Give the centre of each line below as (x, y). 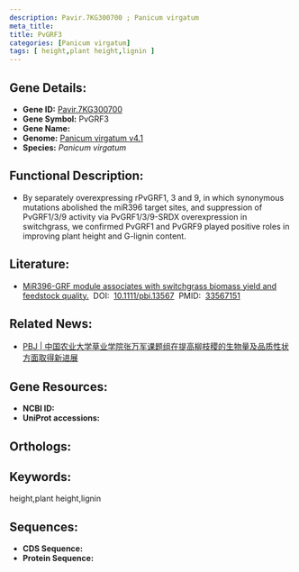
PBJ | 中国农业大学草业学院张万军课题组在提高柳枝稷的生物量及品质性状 (156, 347)
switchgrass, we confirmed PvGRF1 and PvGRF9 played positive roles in (156, 226)
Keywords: (41, 477)
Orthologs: (41, 446)
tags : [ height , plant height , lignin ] (82, 51)
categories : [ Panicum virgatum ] (70, 43)
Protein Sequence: (58, 558)
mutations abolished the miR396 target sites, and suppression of (142, 207)
